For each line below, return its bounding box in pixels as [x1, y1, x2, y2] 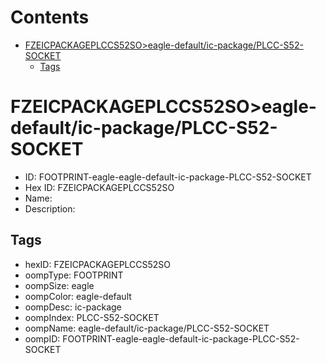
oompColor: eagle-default [24, 290, 132, 302]
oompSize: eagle [24, 279, 95, 291]
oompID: [24, 332, 61, 345]
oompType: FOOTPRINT [24, 269, 124, 281]
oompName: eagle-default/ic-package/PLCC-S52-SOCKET [24, 322, 270, 334]
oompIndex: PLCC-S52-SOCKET [24, 311, 160, 323]
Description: [24, 202, 76, 215]
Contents [10, 6, 90, 29]
